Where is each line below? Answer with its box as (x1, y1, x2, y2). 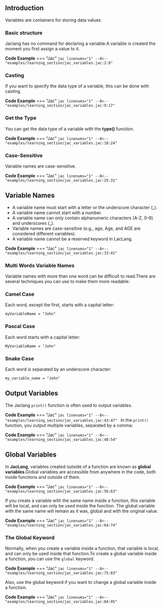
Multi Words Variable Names (5, 262, 75, 269)
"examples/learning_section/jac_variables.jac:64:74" (5, 523, 118, 528)
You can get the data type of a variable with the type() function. (5, 126, 134, 132)
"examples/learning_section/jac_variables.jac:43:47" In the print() (5, 417, 149, 423)
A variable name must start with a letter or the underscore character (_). (12, 204, 158, 210)
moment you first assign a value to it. (5, 46, 80, 52)
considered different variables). (12, 230, 76, 236)
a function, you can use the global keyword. (5, 556, 95, 562)
